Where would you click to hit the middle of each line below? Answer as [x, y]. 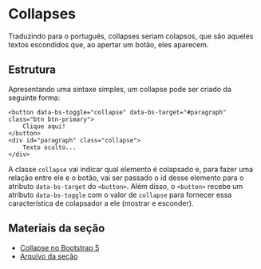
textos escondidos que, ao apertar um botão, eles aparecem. [109, 44]
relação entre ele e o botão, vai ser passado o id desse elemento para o [126, 178]
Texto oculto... [50, 147]
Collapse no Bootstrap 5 [59, 247]
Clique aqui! [44, 126]
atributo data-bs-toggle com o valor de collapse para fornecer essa [120, 195]
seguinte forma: [34, 98]
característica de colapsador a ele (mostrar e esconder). [101, 203]
